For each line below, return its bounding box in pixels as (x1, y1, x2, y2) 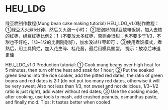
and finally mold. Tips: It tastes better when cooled (5, 99, 111, 105)
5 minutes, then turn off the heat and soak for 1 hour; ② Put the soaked (5, 67, 154, 73)
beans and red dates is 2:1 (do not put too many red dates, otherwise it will (5, 77, 160, 83)
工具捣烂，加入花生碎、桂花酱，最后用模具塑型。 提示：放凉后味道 (22, 45, 161, 51)
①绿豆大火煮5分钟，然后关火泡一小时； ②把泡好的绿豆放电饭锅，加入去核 (5, 26, 162, 33)
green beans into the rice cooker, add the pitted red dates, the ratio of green (5, 72, 163, 78)
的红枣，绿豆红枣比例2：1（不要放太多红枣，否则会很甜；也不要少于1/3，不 (5, 33, 161, 39)
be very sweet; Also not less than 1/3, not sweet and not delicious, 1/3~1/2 (5, 83, 158, 89)
